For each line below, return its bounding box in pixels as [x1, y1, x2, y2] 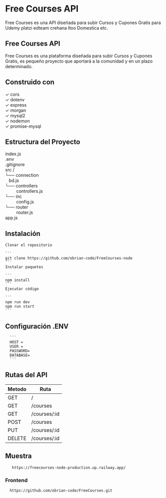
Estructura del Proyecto [5, 137, 81, 146]
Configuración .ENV [5, 322, 69, 331]
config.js [16, 199, 34, 205]
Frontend [5, 476, 28, 483]
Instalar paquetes [5, 265, 43, 270]
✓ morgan [5, 107, 26, 113]
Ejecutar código [5, 287, 39, 292]
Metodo [7, 385, 26, 392]
